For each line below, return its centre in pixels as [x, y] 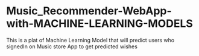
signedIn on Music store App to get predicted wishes [72, 46]
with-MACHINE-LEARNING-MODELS [99, 24]
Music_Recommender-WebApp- [89, 11]
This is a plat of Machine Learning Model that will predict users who [90, 40]
